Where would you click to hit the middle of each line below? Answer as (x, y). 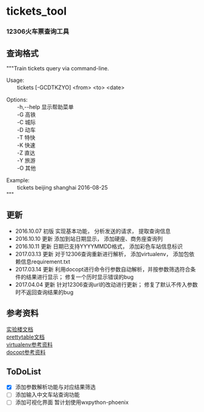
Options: (17, 100)
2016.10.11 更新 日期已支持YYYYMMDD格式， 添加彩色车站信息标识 (99, 246)
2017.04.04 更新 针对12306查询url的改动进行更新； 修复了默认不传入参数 (107, 284)
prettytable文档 (25, 337)
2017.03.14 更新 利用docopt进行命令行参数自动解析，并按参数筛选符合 (103, 269)
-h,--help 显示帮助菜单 (45, 107)
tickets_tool (37, 11)
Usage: (15, 80)
